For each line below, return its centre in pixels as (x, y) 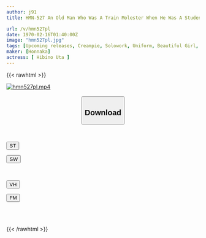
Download (103, 113)
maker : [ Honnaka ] (29, 52)
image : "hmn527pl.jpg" (35, 40)
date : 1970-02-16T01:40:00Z (42, 34)
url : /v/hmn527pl (29, 29)
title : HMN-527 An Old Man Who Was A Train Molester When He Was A (94, 18)
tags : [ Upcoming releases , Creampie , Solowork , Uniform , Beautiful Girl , (103, 46)
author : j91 (21, 12)
